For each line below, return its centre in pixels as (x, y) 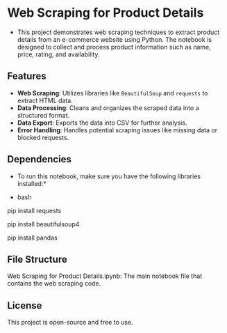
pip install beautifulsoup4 (43, 224)
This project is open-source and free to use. (70, 323)
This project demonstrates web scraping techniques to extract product (118, 32)
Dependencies (39, 159)
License (25, 305)
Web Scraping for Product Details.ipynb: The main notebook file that (105, 276)
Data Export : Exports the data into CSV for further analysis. (102, 123)
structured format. (43, 115)
